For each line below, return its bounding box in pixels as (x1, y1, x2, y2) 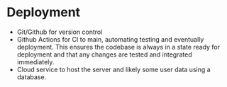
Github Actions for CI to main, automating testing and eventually (16, 35, 204, 43)
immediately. (16, 57, 55, 66)
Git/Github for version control (16, 28, 103, 36)
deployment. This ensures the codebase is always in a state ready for (16, 42, 221, 51)
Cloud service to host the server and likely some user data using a (16, 65, 211, 74)
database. (16, 72, 47, 81)
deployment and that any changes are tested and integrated (16, 50, 192, 59)
